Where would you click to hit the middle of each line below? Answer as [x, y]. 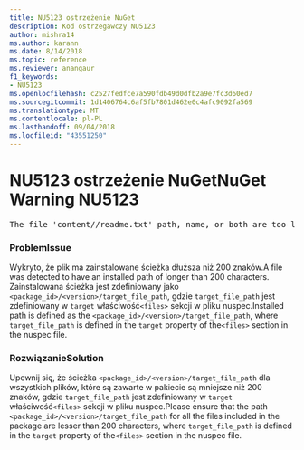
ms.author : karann [44, 43]
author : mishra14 [42, 34]
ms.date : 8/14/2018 [46, 52]
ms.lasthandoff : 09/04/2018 [62, 128]
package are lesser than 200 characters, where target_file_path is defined [151, 426]
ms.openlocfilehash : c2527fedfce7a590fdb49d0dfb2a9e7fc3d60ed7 [131, 93]
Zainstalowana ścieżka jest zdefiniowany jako [94, 287]
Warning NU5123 [75, 200]
